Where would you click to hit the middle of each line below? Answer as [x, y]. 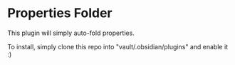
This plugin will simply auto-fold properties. [71, 33]
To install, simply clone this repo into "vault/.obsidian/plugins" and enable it [118, 46]
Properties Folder [60, 13]
